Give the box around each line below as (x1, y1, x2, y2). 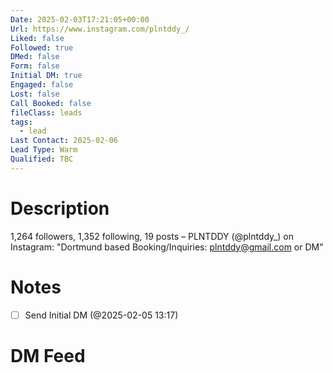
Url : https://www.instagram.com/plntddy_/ (10, 24, 190, 34)
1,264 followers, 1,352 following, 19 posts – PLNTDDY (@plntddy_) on (10, 230, 294, 242)
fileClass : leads (10, 107, 83, 118)
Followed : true (10, 42, 74, 53)
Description (10, 197, 110, 220)
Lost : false (10, 89, 60, 99)
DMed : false (10, 52, 60, 62)
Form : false (10, 61, 60, 71)
